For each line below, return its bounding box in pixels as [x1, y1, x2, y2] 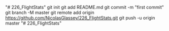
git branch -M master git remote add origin [5, 9, 95, 15]
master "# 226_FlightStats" [5, 20, 62, 26]
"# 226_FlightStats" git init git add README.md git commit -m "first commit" [5, 4, 164, 10]
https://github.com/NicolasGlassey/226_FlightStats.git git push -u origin [5, 15, 155, 20]
